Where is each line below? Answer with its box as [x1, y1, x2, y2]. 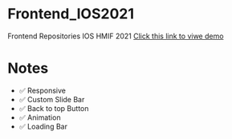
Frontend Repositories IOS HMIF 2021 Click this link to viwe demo [7, 31, 224, 41]
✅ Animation [18, 113, 61, 122]
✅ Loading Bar [18, 121, 67, 131]
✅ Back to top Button [18, 103, 89, 113]
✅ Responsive [18, 85, 66, 95]
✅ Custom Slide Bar [18, 94, 85, 104]
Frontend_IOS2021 [7, 5, 134, 23]
